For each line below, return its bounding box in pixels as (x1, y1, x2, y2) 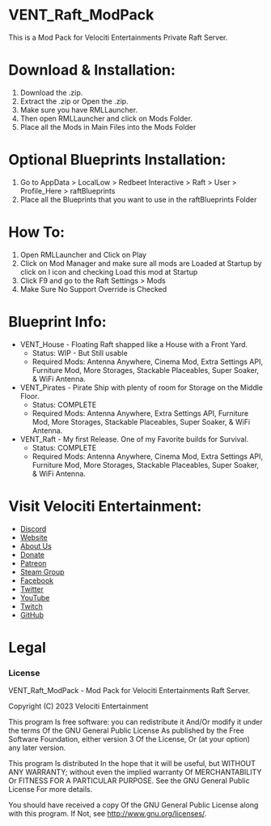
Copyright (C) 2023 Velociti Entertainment (8, 701, 149, 711)
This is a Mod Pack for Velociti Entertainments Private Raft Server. (8, 32, 228, 42)
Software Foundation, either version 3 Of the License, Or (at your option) (8, 734, 251, 744)
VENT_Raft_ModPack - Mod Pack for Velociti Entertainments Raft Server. (8, 686, 251, 695)
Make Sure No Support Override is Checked (19, 284, 167, 293)
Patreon (19, 558, 47, 568)
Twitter (19, 584, 44, 593)
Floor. (19, 391, 40, 400)
